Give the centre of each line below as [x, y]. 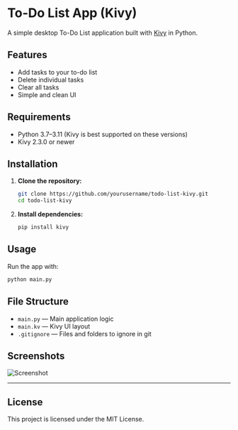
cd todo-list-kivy [45, 201]
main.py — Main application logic [66, 319]
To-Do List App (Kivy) [72, 13]
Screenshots [36, 356]
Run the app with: [33, 266]
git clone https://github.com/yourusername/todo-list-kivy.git [113, 194]
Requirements [39, 117]
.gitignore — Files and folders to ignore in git [85, 333]
